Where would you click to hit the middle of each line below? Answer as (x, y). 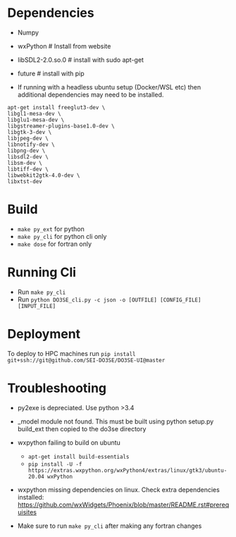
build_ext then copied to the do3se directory (82, 428)
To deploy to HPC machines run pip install (72, 353)
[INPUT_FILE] (37, 306)
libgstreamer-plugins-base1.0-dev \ (61, 126)
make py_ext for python (51, 229)
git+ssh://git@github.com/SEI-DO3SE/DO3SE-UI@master (86, 360)
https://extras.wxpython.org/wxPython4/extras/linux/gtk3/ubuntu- (128, 470)
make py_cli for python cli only (62, 236)
